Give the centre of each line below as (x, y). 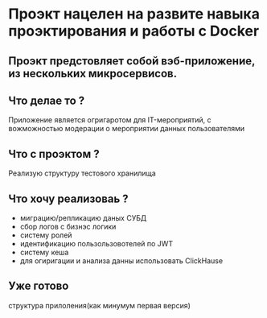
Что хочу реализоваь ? (68, 198)
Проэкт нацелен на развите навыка (134, 14)
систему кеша (44, 252)
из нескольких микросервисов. (93, 73)
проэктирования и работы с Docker (134, 31)
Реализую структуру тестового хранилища (82, 173)
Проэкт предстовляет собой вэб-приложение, (132, 61)
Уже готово (39, 286)
